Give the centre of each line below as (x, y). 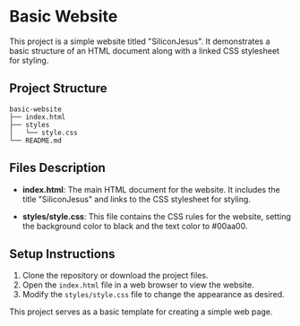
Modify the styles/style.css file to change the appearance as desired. (153, 295)
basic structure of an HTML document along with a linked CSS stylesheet (145, 50)
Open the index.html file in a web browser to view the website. (138, 285)
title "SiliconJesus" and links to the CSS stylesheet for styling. (136, 199)
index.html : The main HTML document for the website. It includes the (151, 189)
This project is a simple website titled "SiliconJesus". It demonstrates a (140, 41)
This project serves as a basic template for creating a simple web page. (141, 312)
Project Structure (58, 88)
